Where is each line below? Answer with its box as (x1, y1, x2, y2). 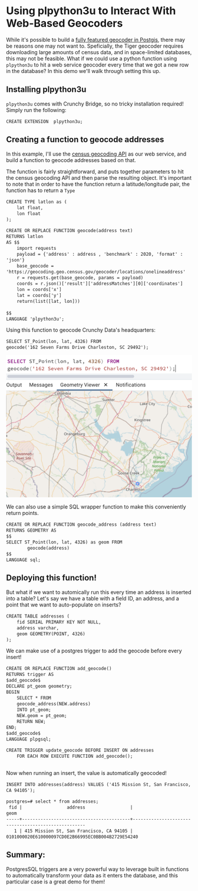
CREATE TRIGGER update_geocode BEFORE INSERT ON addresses (6, 747, 154, 753)
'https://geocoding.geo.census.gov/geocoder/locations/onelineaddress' (6, 269, 186, 275)
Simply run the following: (6, 106, 67, 113)
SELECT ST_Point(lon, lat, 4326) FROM (6, 338, 101, 344)
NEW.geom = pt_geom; (16, 712, 67, 718)
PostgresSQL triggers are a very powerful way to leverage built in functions (6, 865, 189, 873)
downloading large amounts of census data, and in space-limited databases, (6, 48, 192, 55)
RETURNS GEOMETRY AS (6, 527, 57, 533)
